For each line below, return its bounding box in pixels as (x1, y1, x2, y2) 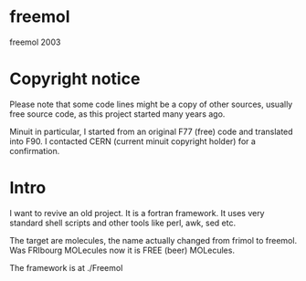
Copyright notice (9, 68, 141, 89)
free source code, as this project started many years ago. (9, 108, 226, 120)
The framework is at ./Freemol (9, 262, 123, 273)
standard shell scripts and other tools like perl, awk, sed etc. (9, 217, 236, 228)
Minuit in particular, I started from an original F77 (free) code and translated (9, 126, 294, 137)
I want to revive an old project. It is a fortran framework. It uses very (9, 207, 265, 218)
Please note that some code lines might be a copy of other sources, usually (9, 99, 293, 109)
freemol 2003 (9, 36, 61, 47)
